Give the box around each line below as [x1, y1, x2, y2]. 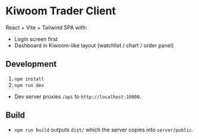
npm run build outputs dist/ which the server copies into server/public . [14, 126, 194, 133]
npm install [14, 76, 44, 82]
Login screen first [14, 35, 58, 42]
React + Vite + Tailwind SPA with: [5, 24, 87, 31]
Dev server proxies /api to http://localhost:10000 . [14, 92, 142, 100]
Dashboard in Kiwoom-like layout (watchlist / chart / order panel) [14, 42, 174, 49]
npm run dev [14, 82, 44, 88]
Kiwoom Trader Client [5, 4, 116, 18]
